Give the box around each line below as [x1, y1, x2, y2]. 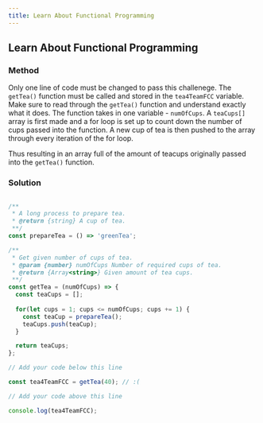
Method [8, 64, 40, 76]
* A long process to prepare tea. [11, 210, 126, 218]
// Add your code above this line [8, 392, 123, 400]
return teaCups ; [15, 342, 69, 350]
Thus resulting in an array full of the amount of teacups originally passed [8, 149, 246, 159]
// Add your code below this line [8, 363, 123, 372]
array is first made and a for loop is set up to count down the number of [8, 117, 242, 126]
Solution [8, 177, 42, 188]
